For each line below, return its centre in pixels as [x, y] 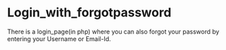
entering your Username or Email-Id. [59, 38]
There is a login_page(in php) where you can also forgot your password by [113, 32]
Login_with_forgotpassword [89, 13]
